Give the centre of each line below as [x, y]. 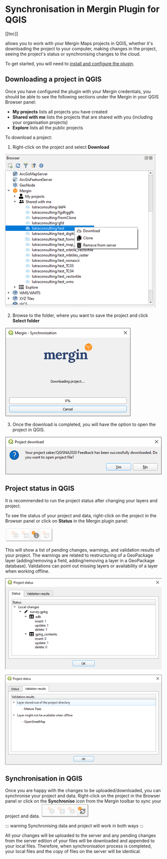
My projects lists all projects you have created [60, 111]
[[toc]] [12, 33]
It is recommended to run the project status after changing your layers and [81, 500]
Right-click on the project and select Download [61, 147]
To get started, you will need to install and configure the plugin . [70, 63]
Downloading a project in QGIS [53, 79]
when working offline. [27, 571]
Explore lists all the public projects [48, 127]
